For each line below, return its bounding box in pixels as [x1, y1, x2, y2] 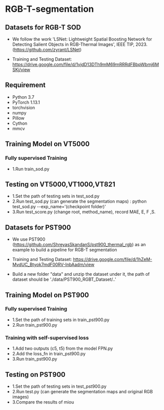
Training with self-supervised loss [5, 334, 89, 341]
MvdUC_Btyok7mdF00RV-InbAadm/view [12, 261, 95, 267]
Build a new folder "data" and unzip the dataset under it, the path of [12, 271, 150, 277]
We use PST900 [12, 236, 45, 242]
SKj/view [12, 67, 31, 73]
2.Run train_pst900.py [12, 322, 58, 328]
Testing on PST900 [5, 370, 66, 378]
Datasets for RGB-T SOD [5, 23, 81, 32]
